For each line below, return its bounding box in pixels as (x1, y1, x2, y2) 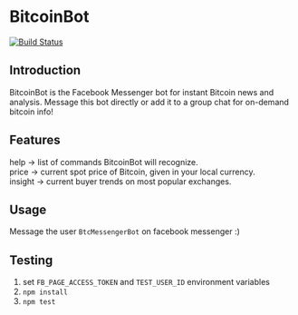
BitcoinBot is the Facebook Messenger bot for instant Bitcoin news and (9, 86, 274, 97)
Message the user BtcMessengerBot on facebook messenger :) (9, 226, 240, 237)
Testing (9, 252, 53, 268)
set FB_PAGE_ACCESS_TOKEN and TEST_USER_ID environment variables (22, 277, 270, 288)
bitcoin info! (9, 106, 54, 117)
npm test (22, 298, 56, 307)
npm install (22, 288, 68, 297)
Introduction (9, 63, 82, 78)
